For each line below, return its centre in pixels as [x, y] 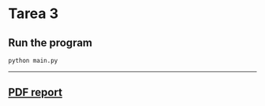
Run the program [50, 43]
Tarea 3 [34, 14]
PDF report [35, 92]
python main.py [33, 60]
